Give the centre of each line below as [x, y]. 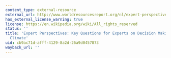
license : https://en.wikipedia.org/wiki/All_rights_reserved [72, 24]
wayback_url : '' [22, 47]
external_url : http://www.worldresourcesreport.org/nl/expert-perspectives [87, 15]
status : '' [17, 29]
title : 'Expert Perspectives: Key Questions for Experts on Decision [81, 33]
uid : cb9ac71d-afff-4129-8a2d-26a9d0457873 [52, 43]
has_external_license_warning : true [44, 19]
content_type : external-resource [41, 10]
